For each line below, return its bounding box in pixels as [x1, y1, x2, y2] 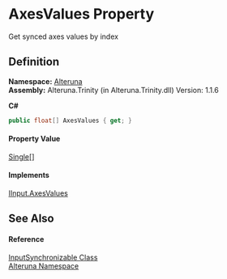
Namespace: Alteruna [8, 76, 83, 86]
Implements [8, 171, 50, 180]
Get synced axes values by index [8, 32, 119, 41]
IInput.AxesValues [8, 188, 69, 198]
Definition [8, 55, 59, 69]
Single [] [8, 151, 35, 162]
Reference [8, 235, 45, 244]
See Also [8, 212, 54, 226]
